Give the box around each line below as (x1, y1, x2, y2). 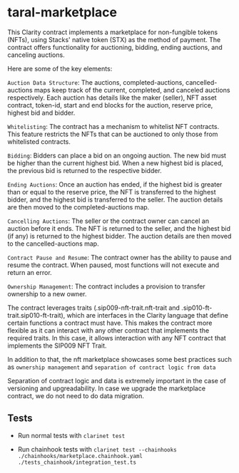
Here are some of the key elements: (7, 64, 113, 73)
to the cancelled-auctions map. (7, 239, 99, 248)
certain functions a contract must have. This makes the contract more (7, 318, 213, 327)
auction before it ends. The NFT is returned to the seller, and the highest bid (7, 224, 230, 232)
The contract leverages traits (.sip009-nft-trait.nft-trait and (7, 303, 180, 312)
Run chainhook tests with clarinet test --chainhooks (17, 445, 177, 453)
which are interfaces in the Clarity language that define (66, 311, 228, 319)
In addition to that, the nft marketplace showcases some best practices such (7, 355, 232, 363)
